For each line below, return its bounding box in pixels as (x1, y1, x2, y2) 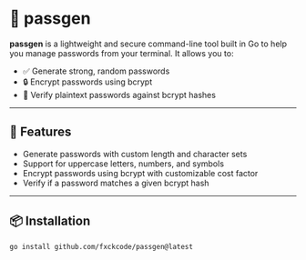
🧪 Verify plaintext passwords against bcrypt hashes (22, 89, 217, 100)
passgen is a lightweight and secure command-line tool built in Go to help (9, 38, 288, 49)
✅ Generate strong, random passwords (22, 65, 170, 76)
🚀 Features (9, 125, 72, 140)
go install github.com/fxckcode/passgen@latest (9, 242, 194, 251)
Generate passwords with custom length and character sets (22, 148, 248, 159)
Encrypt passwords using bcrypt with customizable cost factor (22, 167, 259, 178)
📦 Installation (9, 214, 91, 229)
